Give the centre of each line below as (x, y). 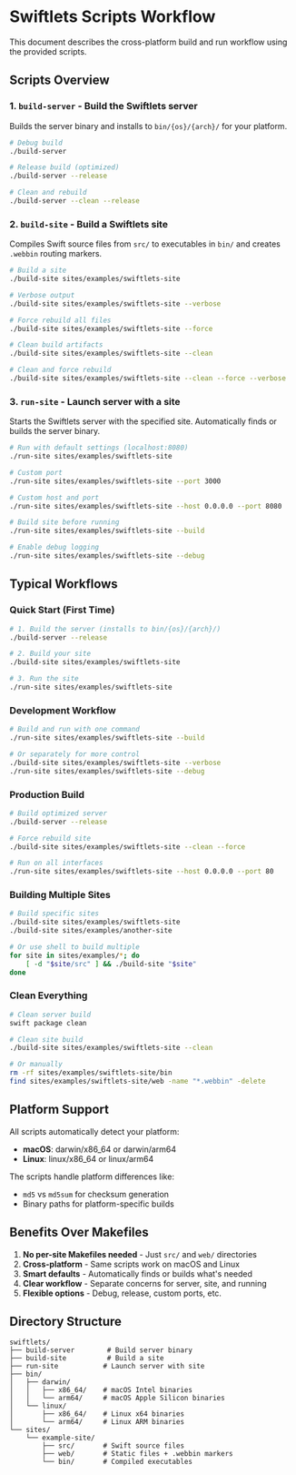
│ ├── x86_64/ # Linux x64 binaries (97, 1414)
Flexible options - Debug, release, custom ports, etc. (122, 1293)
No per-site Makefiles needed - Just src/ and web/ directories (139, 1254)
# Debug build (36, 143)
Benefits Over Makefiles (79, 1233)
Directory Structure (66, 1321)
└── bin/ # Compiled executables (118, 1462)
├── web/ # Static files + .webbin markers (138, 1454)
